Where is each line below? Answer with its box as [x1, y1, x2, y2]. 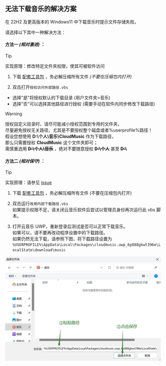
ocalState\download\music [12, 248, 66, 253]
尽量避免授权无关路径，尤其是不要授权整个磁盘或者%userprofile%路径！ [5, 127, 153, 133]
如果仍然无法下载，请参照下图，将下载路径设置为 [12, 236, 112, 242]
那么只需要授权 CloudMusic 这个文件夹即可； [5, 140, 98, 146]
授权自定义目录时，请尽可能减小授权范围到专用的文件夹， [5, 121, 122, 127]
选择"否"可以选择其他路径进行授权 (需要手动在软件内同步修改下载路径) [12, 101, 155, 107]
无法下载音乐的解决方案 [5, 4, 77, 13]
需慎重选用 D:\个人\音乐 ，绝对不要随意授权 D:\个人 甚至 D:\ [5, 146, 127, 152]
